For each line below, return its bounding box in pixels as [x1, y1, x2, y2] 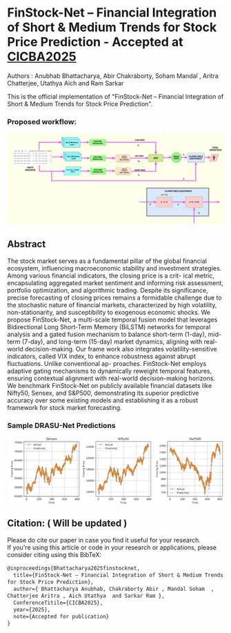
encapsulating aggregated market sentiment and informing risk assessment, [7, 278, 224, 287]
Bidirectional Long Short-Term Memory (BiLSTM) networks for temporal [7, 322, 211, 331]
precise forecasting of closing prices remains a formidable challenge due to [7, 293, 222, 302]
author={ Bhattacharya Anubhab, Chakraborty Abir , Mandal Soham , [13, 585, 214, 592]
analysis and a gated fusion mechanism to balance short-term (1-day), [7, 330, 207, 338]
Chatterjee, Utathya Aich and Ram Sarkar [7, 79, 124, 87]
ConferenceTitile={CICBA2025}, [13, 599, 103, 606]
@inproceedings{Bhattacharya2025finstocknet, [7, 565, 140, 572]
